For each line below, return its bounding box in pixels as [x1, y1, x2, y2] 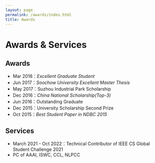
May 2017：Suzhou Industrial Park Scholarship [12, 86, 111, 92]
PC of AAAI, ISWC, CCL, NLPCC [12, 152, 81, 158]
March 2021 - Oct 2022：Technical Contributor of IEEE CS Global [12, 141, 150, 147]
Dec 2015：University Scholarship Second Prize [12, 105, 114, 111]
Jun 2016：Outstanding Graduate [12, 99, 83, 105]
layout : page [5, 7, 33, 13]
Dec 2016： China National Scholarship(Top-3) [12, 92, 111, 98]
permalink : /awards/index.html [5, 12, 72, 17]
